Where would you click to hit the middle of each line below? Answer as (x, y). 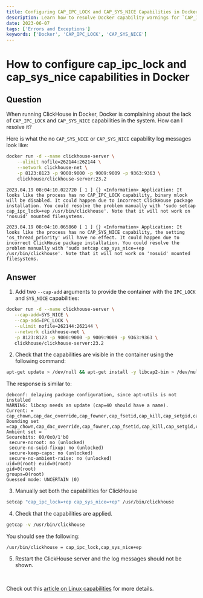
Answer (21, 277)
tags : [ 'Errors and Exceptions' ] (48, 29)
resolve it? (19, 127)
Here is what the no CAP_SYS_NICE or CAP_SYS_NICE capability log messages (99, 139)
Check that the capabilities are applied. (64, 514)
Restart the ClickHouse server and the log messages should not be (98, 559)
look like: (18, 145)
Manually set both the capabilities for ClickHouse (76, 491)
